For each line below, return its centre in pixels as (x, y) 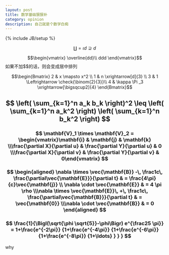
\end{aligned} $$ (85, 210)
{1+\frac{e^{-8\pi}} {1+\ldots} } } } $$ (85, 236)
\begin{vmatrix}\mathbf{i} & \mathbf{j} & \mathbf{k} (85, 139)
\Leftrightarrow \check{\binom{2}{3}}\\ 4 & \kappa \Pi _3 (85, 82)
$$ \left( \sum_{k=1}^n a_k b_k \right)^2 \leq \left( (85, 103)
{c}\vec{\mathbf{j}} (33, 185)
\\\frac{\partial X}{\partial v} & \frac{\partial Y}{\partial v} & (85, 152)
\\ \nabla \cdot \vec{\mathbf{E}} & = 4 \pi (110, 185)
